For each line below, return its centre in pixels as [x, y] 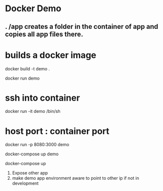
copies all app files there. [44, 34]
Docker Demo [33, 9]
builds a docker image [51, 55]
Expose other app [30, 173]
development [25, 183]
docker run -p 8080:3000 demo [37, 145]
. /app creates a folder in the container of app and [82, 27]
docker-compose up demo [32, 154]
